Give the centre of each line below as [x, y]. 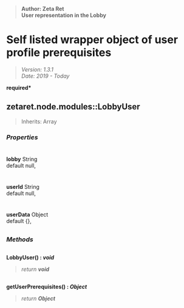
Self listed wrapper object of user [92, 40]
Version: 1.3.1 [37, 69]
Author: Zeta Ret [43, 9]
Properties [22, 137]
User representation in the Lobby [63, 15]
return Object [38, 299]
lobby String [22, 159]
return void [35, 269]
